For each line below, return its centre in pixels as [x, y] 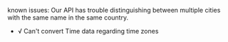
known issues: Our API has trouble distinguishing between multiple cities [114, 10]
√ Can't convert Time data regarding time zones [88, 31]
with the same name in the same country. [68, 17]
